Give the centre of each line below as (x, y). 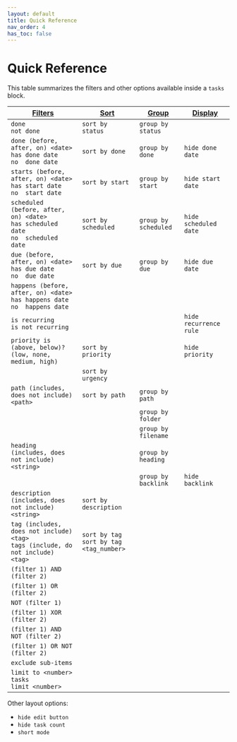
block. (17, 95)
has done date (35, 155)
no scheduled (35, 238)
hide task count (41, 725)
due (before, (33, 255)
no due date (33, 276)
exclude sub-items (42, 663)
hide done (200, 148)
